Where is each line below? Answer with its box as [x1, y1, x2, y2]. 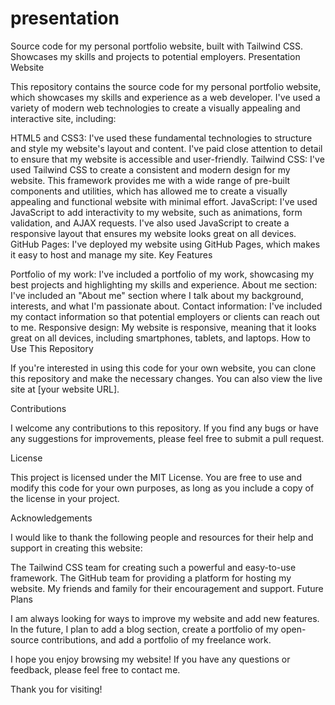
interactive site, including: [10, 112, 117, 124]
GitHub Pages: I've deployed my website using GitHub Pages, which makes [10, 238, 321, 250]
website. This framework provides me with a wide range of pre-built [10, 174, 291, 186]
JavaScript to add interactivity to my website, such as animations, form [10, 206, 303, 218]
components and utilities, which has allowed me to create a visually [10, 185, 288, 197]
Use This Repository [10, 342, 94, 354]
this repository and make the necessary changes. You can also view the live [10, 372, 323, 384]
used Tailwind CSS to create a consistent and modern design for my [10, 163, 291, 176]
